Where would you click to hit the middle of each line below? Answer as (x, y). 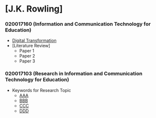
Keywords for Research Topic (41, 90)
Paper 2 (27, 56)
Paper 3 (27, 61)
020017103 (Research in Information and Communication (74, 74)
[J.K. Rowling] (34, 9)
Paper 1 (27, 51)
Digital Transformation (34, 41)
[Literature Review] (31, 46)
